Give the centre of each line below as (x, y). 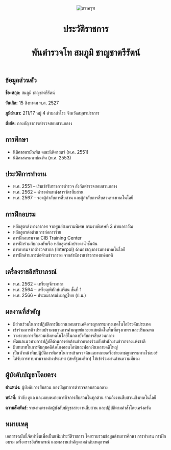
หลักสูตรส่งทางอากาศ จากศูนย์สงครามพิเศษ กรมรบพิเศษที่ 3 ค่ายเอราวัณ (73, 226)
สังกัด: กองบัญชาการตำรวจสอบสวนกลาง (39, 123)
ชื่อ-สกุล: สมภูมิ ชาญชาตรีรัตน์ (30, 92)
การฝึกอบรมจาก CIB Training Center (47, 238)
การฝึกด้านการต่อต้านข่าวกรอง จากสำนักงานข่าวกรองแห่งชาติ (63, 255)
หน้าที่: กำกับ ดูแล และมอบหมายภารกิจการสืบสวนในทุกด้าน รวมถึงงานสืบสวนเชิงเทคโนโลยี (81, 397)
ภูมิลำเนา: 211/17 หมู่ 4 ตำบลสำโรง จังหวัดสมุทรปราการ (52, 113)
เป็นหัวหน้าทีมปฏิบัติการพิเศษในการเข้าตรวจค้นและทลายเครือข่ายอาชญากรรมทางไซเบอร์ (85, 352)
